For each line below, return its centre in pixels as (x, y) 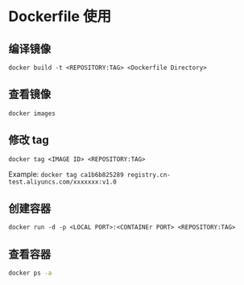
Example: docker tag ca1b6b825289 (66, 174)
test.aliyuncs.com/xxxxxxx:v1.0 (62, 182)
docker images (32, 114)
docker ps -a (30, 273)
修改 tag (29, 140)
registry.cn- (149, 175)
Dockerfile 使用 (60, 17)
